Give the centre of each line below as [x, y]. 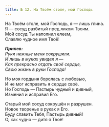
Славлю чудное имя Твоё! [32, 39]
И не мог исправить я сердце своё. [42, 84]
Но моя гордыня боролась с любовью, [46, 79]
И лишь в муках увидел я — [34, 59]
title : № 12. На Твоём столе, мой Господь [49, 10]
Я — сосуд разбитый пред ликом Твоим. [47, 29]
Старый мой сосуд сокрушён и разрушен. [49, 104]
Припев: [14, 48]
